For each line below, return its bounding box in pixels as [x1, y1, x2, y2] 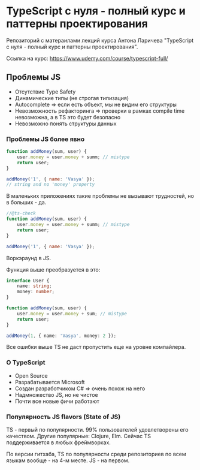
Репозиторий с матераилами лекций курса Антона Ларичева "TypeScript [6, 37, 193, 44]
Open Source [14, 372, 48, 379]
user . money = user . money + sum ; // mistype [17, 311, 128, 317]
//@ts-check [6, 210, 36, 216]
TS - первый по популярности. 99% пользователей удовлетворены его [6, 426, 189, 433]
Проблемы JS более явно [6, 135, 85, 143]
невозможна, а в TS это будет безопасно [14, 113, 121, 120]
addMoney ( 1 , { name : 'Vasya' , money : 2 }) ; [6, 333, 117, 339]
